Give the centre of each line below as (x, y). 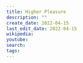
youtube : (17, 40)
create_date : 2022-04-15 (38, 23)
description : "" (27, 17)
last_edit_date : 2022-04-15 (42, 28)
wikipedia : (20, 34)
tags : (13, 51)
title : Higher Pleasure (36, 12)
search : (16, 46)
